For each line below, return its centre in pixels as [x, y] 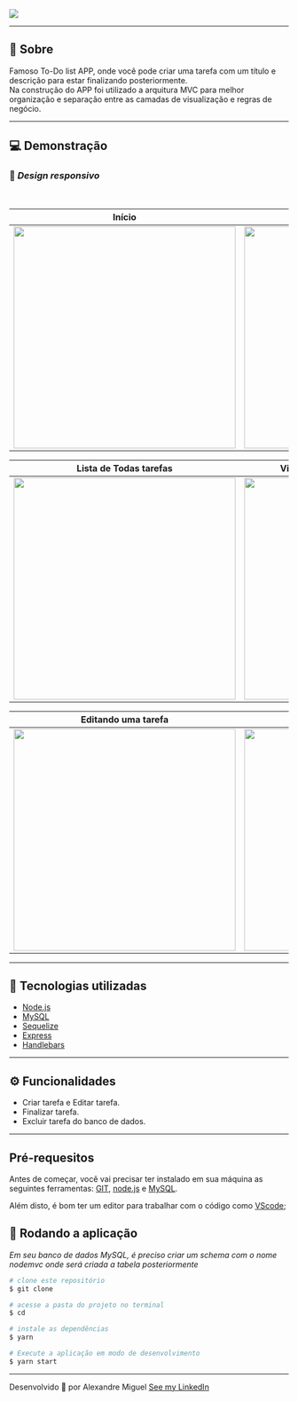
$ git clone [31, 1289]
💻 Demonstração [59, 146]
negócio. [25, 108]
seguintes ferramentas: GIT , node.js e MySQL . [94, 1188]
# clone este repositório [57, 1280]
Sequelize [40, 1026]
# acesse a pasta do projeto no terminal [87, 1305]
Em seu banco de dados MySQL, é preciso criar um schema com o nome [143, 1255]
